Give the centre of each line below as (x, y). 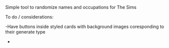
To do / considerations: (29, 17)
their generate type (25, 32)
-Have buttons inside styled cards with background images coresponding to (85, 26)
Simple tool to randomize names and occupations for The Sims (71, 7)
